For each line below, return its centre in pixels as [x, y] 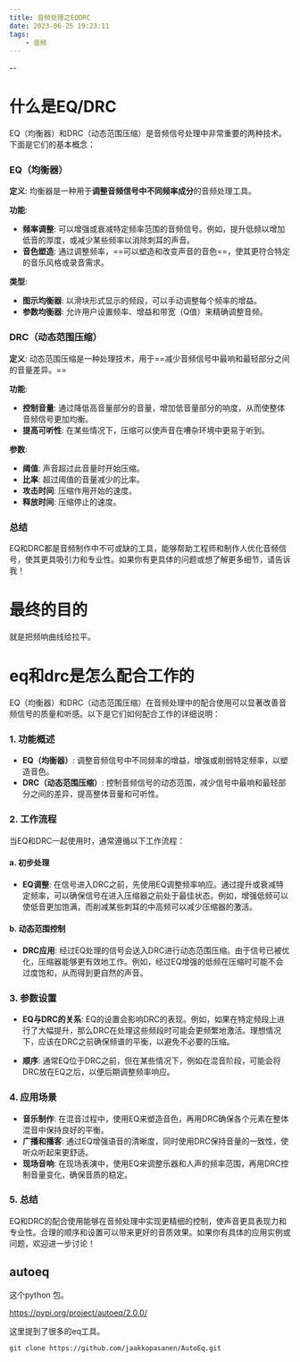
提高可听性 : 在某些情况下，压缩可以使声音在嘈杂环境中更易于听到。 [146, 430]
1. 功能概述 [32, 739]
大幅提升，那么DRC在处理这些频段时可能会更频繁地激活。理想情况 [160, 1031]
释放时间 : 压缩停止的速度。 [71, 501]
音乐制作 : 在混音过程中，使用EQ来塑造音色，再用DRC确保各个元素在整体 [155, 1119]
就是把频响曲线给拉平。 [52, 637]
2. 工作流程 [33, 820]
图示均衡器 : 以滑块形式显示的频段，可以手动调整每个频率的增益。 [142, 301]
